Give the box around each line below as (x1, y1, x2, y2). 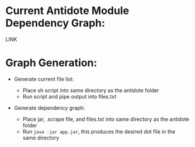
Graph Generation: (5, 57, 97, 69)
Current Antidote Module (5, 4, 130, 17)
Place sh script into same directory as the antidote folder (22, 86, 159, 94)
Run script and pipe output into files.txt (22, 93, 117, 100)
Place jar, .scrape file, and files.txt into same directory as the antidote (22, 116, 190, 123)
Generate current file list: (13, 75, 74, 82)
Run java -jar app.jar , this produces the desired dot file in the (22, 128, 176, 135)
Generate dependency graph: (13, 104, 85, 111)
